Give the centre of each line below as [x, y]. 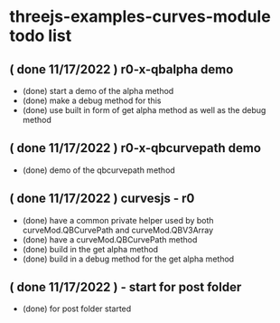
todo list [41, 36]
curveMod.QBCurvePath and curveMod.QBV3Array [118, 230]
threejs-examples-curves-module [140, 17]
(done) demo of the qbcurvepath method [99, 170]
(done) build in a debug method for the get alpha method [128, 259]
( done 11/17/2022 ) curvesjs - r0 [102, 199]
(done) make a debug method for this [92, 100]
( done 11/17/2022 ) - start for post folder [126, 287]
